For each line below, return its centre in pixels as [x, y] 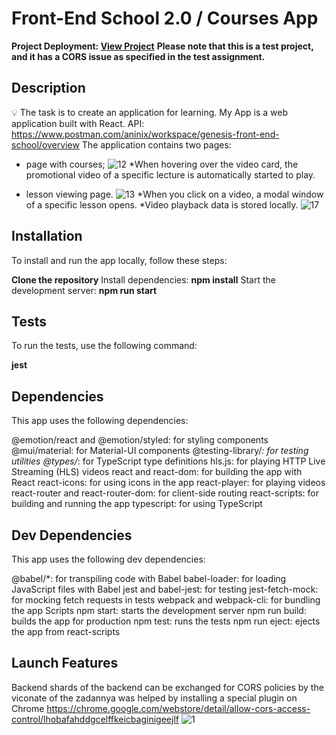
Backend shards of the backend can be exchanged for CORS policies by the [167, 687]
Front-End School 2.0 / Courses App [165, 18]
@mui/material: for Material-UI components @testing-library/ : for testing [160, 451]
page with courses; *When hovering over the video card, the [162, 164]
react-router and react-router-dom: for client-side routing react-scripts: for [165, 493]
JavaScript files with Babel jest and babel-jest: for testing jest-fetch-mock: [165, 589]
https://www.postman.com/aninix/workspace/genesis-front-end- [145, 134]
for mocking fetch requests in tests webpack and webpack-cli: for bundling [166, 600]
